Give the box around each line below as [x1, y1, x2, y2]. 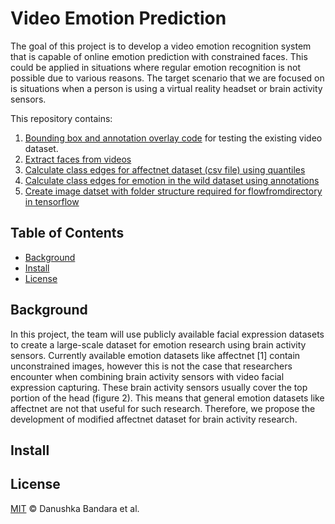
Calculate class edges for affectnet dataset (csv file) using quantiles [24, 163, 306, 176]
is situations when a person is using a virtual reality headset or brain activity [10, 82, 323, 94]
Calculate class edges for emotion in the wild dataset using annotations [24, 174, 320, 186]
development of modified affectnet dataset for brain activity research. [10, 413, 298, 425]
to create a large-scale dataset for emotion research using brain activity [10, 338, 307, 351]
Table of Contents [10, 225, 125, 242]
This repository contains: [10, 112, 113, 124]
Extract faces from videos [24, 153, 132, 165]
